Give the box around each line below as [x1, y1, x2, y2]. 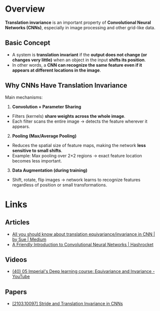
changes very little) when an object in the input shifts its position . [12, 57, 146, 63]
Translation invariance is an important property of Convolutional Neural [5, 19, 151, 25]
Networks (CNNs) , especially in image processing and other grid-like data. [5, 24, 156, 30]
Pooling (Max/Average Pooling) [12, 133, 77, 139]
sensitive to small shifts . [12, 147, 62, 153]
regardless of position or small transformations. [12, 182, 107, 188]
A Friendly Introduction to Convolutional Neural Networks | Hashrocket [12, 241, 154, 247]
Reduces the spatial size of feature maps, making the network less [12, 142, 146, 148]
